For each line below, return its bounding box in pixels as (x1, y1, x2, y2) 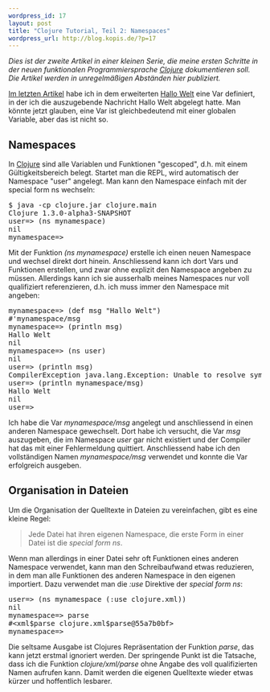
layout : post (8, 19, 52, 27)
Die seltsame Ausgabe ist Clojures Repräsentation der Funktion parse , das (8, 641, 255, 652)
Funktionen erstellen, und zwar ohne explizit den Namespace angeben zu (8, 265, 252, 274)
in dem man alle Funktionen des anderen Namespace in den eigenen (8, 570, 235, 580)
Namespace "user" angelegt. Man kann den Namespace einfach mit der (8, 176, 247, 186)
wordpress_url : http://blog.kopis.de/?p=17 (8, 34, 157, 43)
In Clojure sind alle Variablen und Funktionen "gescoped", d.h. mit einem (8, 159, 247, 169)
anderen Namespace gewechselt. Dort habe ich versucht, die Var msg (8, 426, 241, 436)
